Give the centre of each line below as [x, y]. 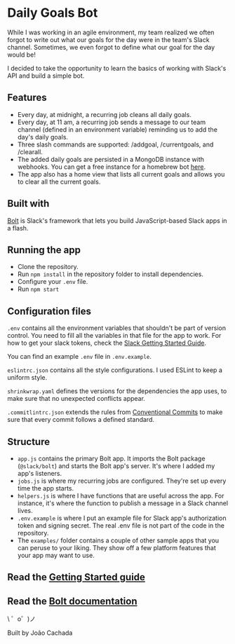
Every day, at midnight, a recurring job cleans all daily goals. [104, 114]
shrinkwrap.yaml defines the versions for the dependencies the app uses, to [117, 391]
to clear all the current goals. [59, 181]
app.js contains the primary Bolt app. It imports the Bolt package [111, 458]
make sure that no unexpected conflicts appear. [76, 399]
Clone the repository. [48, 267]
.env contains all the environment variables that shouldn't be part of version [117, 328]
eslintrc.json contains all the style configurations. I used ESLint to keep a [115, 370]
